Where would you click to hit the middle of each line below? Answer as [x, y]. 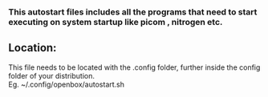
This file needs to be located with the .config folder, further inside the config [134, 67]
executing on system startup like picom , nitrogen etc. [116, 22]
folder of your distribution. [51, 75]
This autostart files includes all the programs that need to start [133, 12]
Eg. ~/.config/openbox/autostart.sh [67, 84]
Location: [32, 48]
